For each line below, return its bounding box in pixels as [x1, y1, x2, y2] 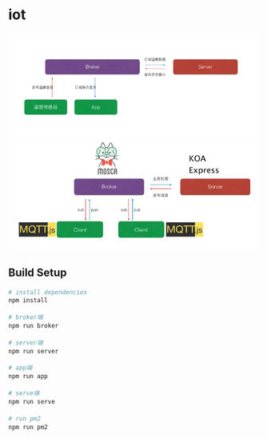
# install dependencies [8, 288, 88, 297]
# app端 [8, 364, 33, 372]
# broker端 [8, 313, 44, 321]
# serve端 [8, 389, 40, 397]
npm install [8, 297, 48, 305]
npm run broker [8, 322, 59, 330]
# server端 [8, 338, 44, 347]
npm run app [8, 372, 48, 380]
